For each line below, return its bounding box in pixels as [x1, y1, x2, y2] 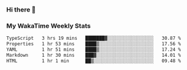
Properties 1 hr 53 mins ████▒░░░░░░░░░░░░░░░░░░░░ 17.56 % [6, 41, 182, 47]
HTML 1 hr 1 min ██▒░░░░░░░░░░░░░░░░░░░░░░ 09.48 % [6, 57, 182, 64]
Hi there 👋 [6, 5, 37, 14]
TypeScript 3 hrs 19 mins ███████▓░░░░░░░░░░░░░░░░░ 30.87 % [6, 36, 182, 42]
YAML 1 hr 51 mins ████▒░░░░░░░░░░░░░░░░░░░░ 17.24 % [6, 46, 182, 52]
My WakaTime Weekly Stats [6, 21, 91, 30]
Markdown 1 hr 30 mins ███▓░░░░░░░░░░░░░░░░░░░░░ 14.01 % [6, 52, 182, 58]
